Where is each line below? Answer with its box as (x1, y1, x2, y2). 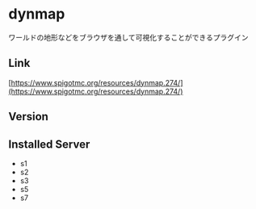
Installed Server (8, 137, 90, 151)
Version (8, 110, 48, 123)
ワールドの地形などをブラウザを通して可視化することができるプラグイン (8, 32, 249, 42)
